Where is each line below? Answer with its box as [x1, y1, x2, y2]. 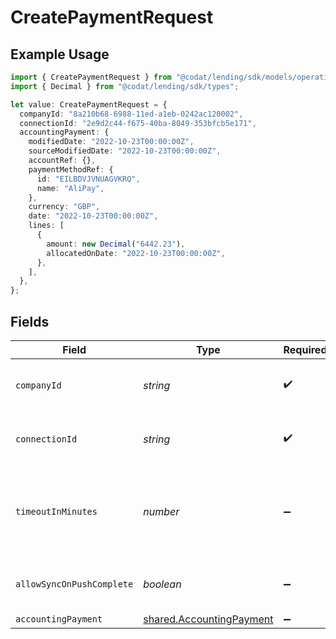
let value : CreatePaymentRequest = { [10, 99, 168, 110]
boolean [143, 577, 182, 591]
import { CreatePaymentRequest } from [10, 72, 172, 82]
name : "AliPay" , [36, 183, 105, 193]
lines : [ [28, 221, 65, 231]
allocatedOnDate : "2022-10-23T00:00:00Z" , [46, 248, 226, 258]
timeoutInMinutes [15, 506, 98, 517]
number [143, 504, 180, 518]
